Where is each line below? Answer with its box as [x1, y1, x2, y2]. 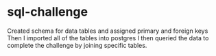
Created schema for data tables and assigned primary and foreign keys [7, 27, 208, 35]
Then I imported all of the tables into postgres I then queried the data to [7, 33, 209, 42]
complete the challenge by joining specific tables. [7, 41, 147, 49]
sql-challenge [7, 4, 88, 20]
